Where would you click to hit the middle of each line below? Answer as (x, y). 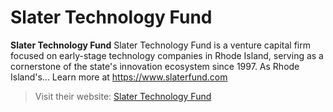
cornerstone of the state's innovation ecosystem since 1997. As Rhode (155, 66)
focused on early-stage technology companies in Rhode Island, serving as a (167, 55)
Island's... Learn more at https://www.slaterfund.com (119, 77)
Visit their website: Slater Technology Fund (123, 96)
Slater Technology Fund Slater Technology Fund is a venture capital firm (160, 45)
